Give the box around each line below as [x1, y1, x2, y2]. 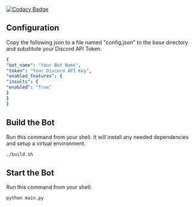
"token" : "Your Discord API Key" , [6, 67, 92, 74]
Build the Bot [6, 118, 55, 128]
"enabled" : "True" [6, 84, 52, 91]
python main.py [6, 195, 44, 201]
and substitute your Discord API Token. [6, 45, 103, 52]
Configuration [6, 23, 60, 33]
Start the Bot [6, 168, 55, 178]
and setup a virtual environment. [6, 140, 86, 147]
